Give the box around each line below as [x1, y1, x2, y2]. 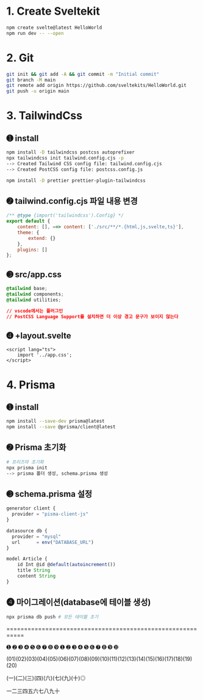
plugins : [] [17, 247, 48, 253]
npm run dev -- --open [6, 30, 64, 36]
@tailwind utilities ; [6, 297, 62, 303]
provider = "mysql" [12, 534, 62, 540]
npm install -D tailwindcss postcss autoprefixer [6, 149, 135, 155]
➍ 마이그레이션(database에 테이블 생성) [6, 597, 151, 608]
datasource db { [6, 527, 48, 534]
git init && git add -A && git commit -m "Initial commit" [6, 71, 160, 77]
